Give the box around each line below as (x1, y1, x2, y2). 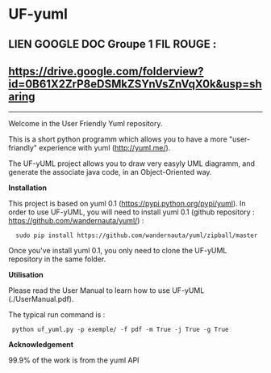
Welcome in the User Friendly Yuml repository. (8, 119, 163, 129)
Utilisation (8, 270, 44, 280)
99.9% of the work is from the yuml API (8, 355, 140, 365)
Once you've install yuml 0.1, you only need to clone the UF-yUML (8, 246, 227, 256)
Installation (8, 183, 47, 193)
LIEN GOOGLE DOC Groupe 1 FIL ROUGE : (8, 37, 217, 51)
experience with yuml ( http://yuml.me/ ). (39, 143, 171, 153)
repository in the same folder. (8, 254, 106, 264)
